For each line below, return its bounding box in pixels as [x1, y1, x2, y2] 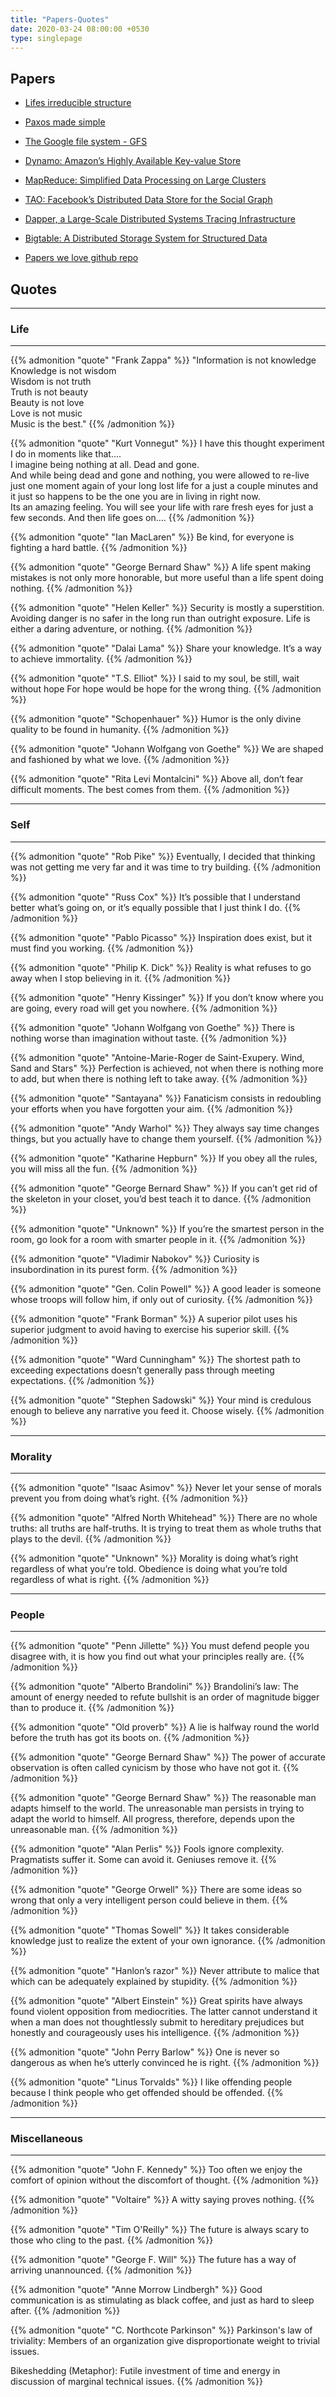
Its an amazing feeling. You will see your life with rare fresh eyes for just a [10, 501, 314, 513]
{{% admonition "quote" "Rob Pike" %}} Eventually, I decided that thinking [10, 850, 316, 862]
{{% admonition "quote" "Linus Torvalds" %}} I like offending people [10, 2076, 293, 2088]
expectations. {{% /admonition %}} [10, 1374, 155, 1386]
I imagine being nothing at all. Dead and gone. [10, 459, 200, 471]
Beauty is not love [10, 397, 85, 409]
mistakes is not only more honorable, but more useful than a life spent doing [10, 572, 324, 584]
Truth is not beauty [10, 386, 89, 398]
